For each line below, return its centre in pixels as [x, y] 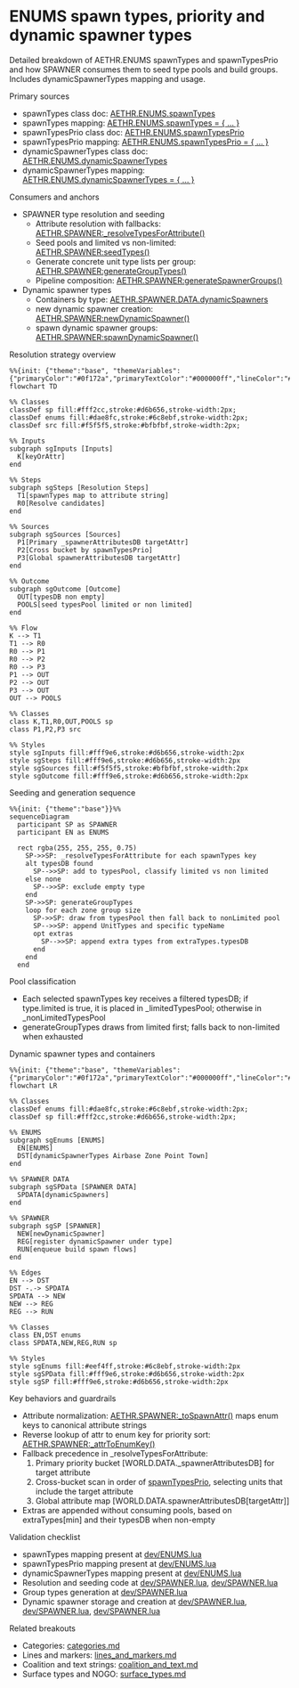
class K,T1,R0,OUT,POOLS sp [61, 722]
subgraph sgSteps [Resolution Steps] [79, 487]
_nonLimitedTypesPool [64, 1017]
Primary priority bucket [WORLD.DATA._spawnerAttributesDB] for [155, 1463]
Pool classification [43, 981]
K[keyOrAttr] [41, 456]
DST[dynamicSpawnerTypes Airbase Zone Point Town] [113, 1155]
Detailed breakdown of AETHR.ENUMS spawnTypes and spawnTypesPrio [144, 60]
